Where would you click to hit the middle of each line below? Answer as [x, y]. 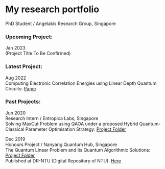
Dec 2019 [15, 139]
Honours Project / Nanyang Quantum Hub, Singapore [61, 144]
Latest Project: [24, 66]
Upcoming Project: [29, 37]
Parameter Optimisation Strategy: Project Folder [76, 129]
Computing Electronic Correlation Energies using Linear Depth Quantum [81, 83]
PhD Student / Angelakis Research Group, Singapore [61, 23]
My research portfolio [52, 9]
